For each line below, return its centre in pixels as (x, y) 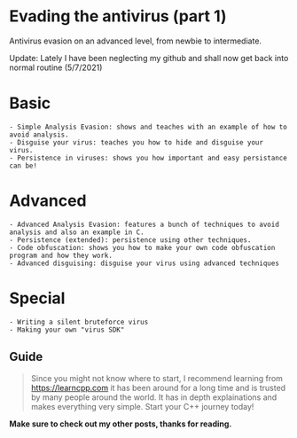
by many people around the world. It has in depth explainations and (154, 397)
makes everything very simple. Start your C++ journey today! (142, 406)
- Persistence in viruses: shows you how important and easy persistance (148, 158)
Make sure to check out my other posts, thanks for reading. (121, 424)
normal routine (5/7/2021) (56, 67)
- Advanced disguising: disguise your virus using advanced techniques (144, 263)
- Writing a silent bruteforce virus (79, 322)
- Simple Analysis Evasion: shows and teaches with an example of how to (148, 127)
